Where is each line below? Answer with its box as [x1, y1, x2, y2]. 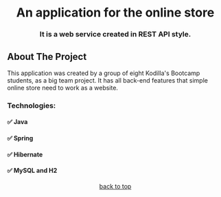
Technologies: [7, 101, 56, 110]
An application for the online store [16, 5, 215, 21]
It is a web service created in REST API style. [39, 30, 191, 39]
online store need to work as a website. [7, 83, 119, 92]
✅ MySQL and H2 [7, 167, 58, 175]
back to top [99, 182, 132, 190]
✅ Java [7, 118, 28, 126]
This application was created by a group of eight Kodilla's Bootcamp [7, 69, 200, 77]
